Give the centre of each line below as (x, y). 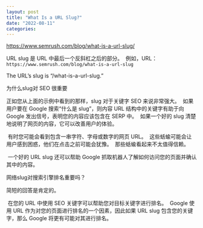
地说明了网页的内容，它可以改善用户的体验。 (62, 124)
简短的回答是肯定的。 (33, 191)
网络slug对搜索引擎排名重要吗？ (46, 178)
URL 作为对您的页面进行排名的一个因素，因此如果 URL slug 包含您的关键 (103, 211)
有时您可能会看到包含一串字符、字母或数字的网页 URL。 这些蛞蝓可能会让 (100, 137)
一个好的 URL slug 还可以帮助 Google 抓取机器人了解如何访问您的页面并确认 (102, 157)
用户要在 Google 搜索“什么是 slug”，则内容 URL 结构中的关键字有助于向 (95, 109)
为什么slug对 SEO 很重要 (37, 88)
